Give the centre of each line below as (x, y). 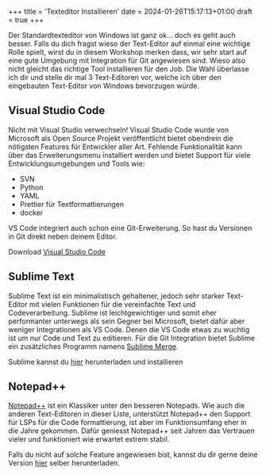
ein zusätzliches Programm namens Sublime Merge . (93, 346)
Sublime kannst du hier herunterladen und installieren (96, 362)
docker (31, 213)
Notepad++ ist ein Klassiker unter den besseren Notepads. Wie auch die (126, 406)
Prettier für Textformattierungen (72, 204)
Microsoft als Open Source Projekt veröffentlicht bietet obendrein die (121, 138)
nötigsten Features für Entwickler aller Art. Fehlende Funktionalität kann (125, 147)
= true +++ (26, 20)
